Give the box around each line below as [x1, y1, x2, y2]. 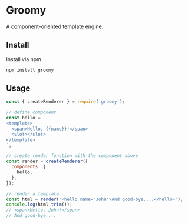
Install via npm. [6, 55, 43, 62]
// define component [6, 109, 57, 115]
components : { [11, 164, 46, 170]
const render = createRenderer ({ [6, 158, 88, 165]
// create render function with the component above [6, 153, 138, 159]
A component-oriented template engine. [6, 23, 104, 30]
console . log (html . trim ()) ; [6, 202, 72, 208]
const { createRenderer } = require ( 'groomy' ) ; [6, 99, 126, 105]
